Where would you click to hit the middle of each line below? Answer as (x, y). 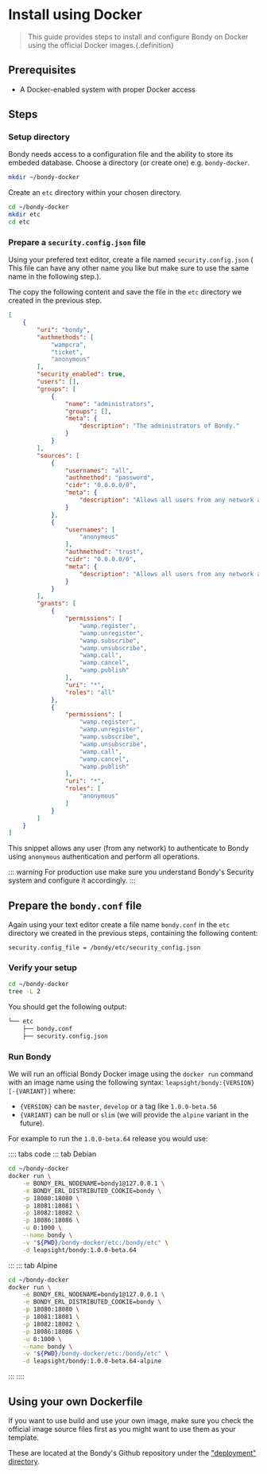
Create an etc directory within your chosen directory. (95, 193)
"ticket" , (67, 352)
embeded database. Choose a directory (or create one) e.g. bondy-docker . (129, 163)
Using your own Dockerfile (75, 1401)
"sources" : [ (58, 455)
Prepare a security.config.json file (77, 242)
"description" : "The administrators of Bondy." (159, 426)
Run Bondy (30, 1056)
